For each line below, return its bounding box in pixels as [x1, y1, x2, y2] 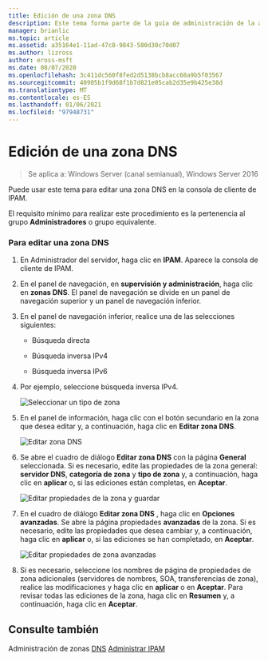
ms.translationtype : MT [8, 86, 88, 94]
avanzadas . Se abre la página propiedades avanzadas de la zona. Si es [19, 517, 257, 528]
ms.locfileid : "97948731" [8, 109, 94, 117]
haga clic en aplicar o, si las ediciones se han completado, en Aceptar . [19, 535, 254, 544]
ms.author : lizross [8, 49, 73, 57]
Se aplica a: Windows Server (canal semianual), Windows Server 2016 [27, 169, 259, 178]
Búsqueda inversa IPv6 [31, 367, 108, 376]
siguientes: [19, 321, 57, 330]
